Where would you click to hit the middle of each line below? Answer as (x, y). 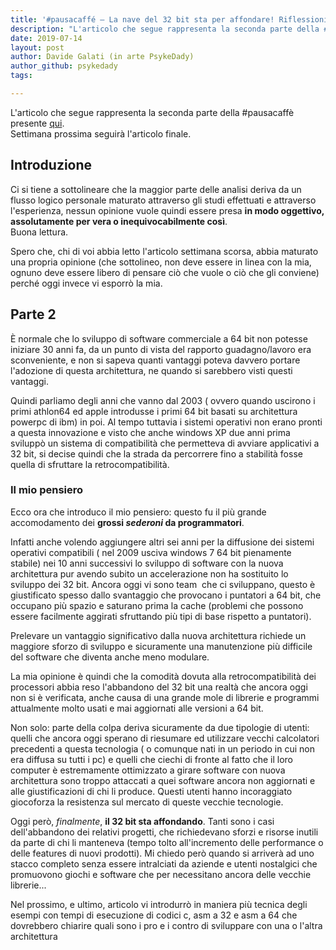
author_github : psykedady (64, 66)
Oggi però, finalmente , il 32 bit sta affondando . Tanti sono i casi (142, 821)
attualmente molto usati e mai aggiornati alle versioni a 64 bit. (137, 708)
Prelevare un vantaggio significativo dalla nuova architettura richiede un (158, 635)
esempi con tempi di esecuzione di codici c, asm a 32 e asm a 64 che (154, 915)
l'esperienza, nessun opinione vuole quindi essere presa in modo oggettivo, (167, 210)
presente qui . (37, 123)
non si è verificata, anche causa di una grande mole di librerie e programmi (165, 697)
